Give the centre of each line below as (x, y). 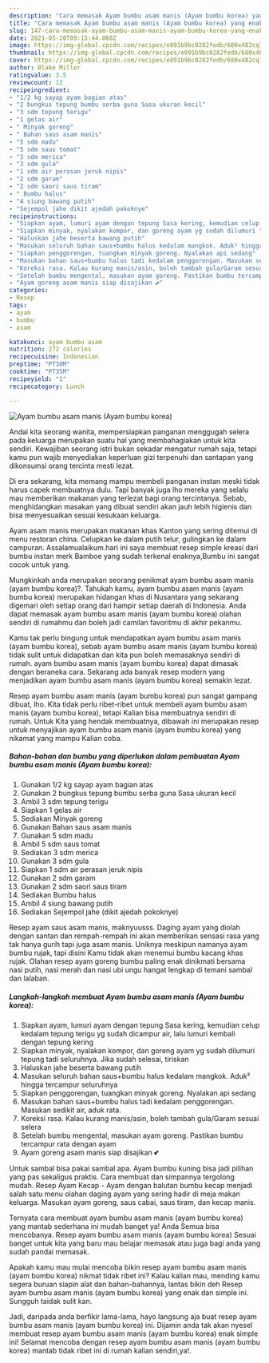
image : (20, 46)
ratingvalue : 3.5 (38, 75)
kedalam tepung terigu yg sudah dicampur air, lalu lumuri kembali (128, 1034)
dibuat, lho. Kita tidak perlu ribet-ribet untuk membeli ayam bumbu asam (128, 704)
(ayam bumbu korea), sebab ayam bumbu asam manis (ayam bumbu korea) (133, 646)
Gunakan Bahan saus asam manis (76, 827)
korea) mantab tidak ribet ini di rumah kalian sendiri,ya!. (101, 1351)
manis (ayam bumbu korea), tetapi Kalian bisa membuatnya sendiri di (123, 712)
